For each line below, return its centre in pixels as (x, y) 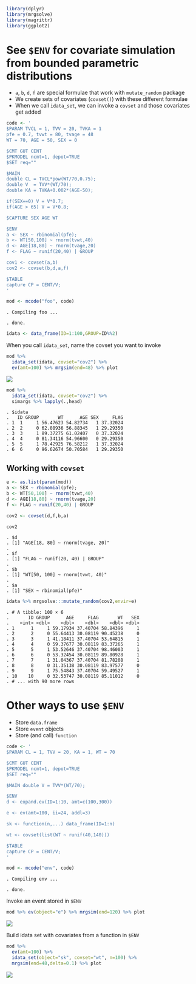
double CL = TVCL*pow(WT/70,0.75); (51, 179)
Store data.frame (36, 723)
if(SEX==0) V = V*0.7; (35, 201)
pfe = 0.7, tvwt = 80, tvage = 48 (50, 135)
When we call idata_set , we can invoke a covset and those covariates (102, 106)
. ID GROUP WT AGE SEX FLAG (65, 418)
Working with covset (46, 468)
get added (28, 112)
